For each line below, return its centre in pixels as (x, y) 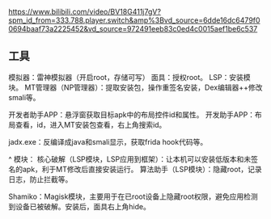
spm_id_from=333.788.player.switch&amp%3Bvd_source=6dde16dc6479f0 (134, 20)
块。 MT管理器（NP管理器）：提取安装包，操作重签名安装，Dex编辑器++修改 (135, 87)
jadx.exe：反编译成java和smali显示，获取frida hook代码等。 (108, 141)
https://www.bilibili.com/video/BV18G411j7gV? (85, 12)
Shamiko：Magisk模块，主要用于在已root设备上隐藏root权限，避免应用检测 (133, 196)
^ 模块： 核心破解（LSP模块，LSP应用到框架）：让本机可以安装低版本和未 (130, 159)
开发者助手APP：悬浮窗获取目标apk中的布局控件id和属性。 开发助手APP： (132, 114)
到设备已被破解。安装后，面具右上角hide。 (80, 206)
